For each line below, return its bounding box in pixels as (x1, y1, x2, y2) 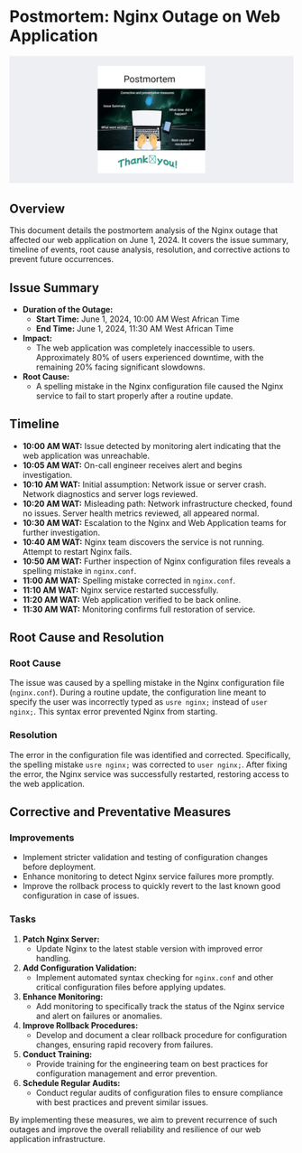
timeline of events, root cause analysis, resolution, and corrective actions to (9, 244, 290, 255)
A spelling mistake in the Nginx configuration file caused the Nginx (35, 380, 284, 391)
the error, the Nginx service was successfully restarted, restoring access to (9, 768, 289, 779)
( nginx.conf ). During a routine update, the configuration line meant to (9, 687, 267, 698)
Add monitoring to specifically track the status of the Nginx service (35, 1000, 286, 1011)
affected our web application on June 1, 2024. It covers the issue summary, (9, 235, 289, 246)
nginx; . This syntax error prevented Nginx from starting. (9, 707, 218, 717)
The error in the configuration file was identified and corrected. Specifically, (9, 749, 291, 760)
